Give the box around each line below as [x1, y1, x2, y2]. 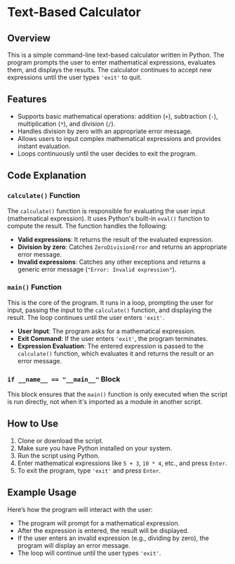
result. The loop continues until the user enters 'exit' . [7, 313, 165, 321]
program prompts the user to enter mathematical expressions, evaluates [7, 58, 216, 67]
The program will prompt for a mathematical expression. [17, 518, 180, 527]
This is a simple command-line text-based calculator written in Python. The [7, 51, 224, 59]
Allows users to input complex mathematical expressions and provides [17, 134, 222, 142]
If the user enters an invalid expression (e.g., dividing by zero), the [17, 534, 209, 542]
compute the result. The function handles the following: [7, 222, 168, 230]
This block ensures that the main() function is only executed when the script [7, 390, 228, 398]
